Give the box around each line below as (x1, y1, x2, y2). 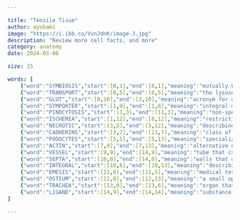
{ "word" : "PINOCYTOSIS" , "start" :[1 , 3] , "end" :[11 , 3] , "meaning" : (20, 109, 209, 116)
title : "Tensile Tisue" (7, 16, 79, 24)
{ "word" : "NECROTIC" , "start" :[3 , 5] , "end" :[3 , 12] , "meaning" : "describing (20, 122, 235, 129)
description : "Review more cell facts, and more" (7, 36, 159, 44)
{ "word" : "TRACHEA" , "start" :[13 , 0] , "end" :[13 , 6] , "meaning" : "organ (20, 182, 219, 189)
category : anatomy (7, 44, 62, 51)
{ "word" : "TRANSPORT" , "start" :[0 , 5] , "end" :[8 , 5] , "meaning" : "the (20, 89, 213, 96)
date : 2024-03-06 (7, 50, 59, 57)
